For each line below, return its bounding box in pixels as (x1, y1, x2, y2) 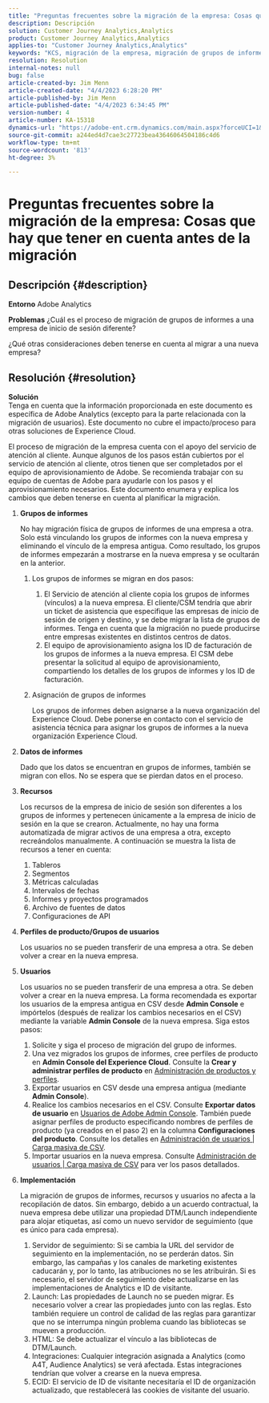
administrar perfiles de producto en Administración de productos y (31, 1066, 256, 1076)
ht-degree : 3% (8, 153, 56, 161)
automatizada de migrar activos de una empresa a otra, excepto (19, 828, 231, 837)
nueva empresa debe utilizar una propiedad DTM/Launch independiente (19, 1208, 258, 1218)
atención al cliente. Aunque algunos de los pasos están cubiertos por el (8, 450, 244, 460)
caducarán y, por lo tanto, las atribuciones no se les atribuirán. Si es (31, 1266, 256, 1276)
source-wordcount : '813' (8, 146, 91, 154)
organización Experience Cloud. (31, 731, 138, 741)
